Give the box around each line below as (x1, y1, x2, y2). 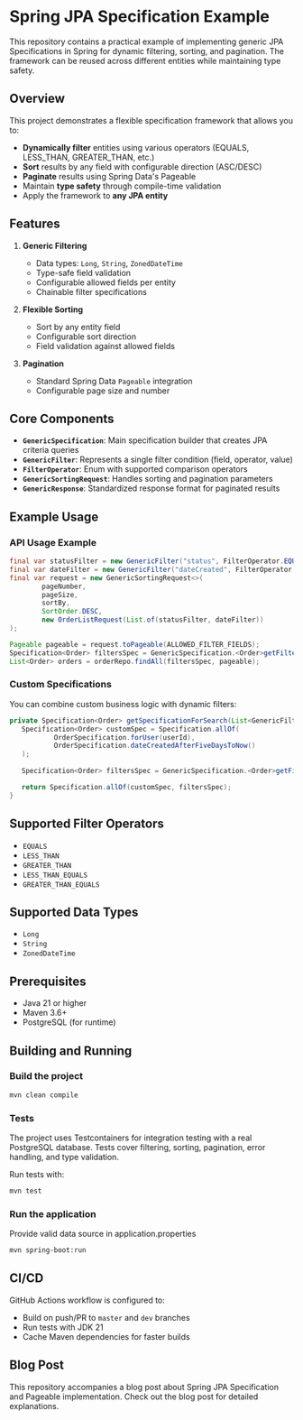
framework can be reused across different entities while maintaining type (9, 55, 281, 66)
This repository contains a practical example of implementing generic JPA (9, 36, 284, 47)
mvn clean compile (9, 1090, 78, 1100)
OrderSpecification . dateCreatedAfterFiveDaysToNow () (53, 742, 256, 751)
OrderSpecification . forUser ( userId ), (53, 733, 196, 742)
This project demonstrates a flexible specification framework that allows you (9, 115, 294, 125)
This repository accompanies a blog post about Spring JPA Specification (9, 1381, 280, 1392)
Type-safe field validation (35, 267, 132, 278)
